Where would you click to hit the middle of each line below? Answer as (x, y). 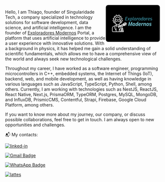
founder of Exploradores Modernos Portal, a (50, 33)
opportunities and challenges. (35, 125)
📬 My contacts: (22, 135)
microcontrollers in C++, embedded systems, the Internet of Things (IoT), (79, 74)
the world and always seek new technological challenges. (63, 59)
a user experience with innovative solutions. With (55, 43)
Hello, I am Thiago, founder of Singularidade (50, 12)
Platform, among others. (29, 105)
